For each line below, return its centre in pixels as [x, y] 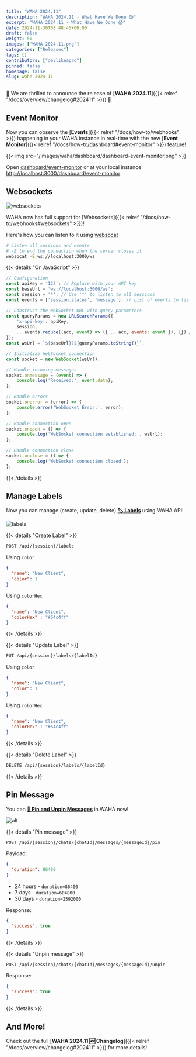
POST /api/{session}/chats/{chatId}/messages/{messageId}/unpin [86, 965]
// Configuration [27, 278]
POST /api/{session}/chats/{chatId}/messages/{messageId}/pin [83, 842]
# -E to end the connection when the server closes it [74, 251]
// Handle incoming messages [41, 370]
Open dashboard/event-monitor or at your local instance [74, 167]
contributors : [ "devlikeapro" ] [44, 60]
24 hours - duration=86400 [46, 886]
